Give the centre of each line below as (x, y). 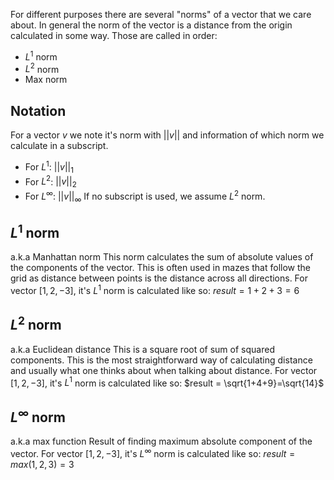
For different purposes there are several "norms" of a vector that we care (161, 14)
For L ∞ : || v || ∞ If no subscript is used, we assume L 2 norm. (145, 196)
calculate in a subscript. (59, 146)
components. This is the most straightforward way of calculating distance (161, 360)
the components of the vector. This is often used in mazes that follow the (160, 268)
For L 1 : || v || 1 (49, 167)
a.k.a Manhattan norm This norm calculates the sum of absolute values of (162, 257)
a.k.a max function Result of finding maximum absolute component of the (161, 441)
